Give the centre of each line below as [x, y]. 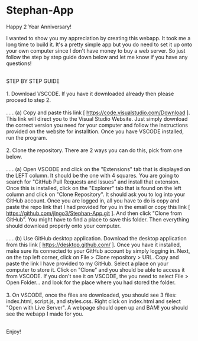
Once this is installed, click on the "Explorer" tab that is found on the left [94, 188]
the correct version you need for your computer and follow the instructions [97, 125]
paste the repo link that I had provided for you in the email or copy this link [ [98, 207]
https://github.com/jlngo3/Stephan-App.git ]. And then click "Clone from [94, 213]
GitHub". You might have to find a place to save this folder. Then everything [98, 219]
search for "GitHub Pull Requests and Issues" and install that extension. [93, 182]
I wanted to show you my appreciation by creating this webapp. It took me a [98, 38]
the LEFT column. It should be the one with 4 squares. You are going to [92, 175]
